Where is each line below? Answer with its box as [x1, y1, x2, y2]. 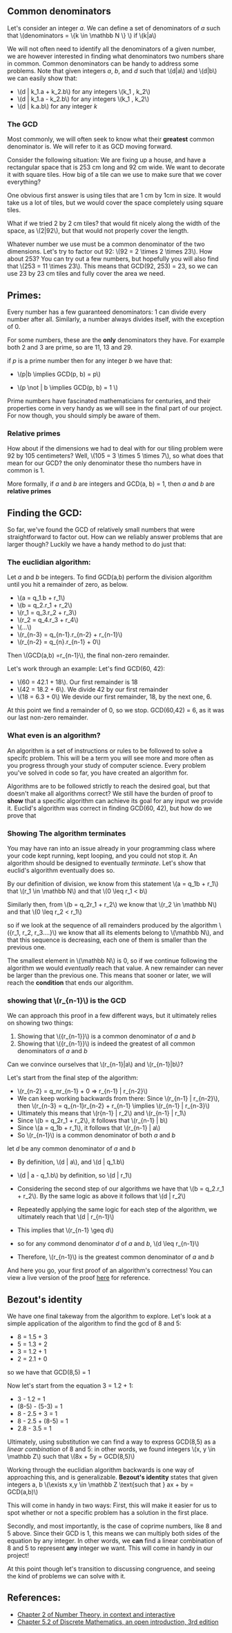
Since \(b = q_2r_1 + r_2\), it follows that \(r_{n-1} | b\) [17, 1116, 168, 1125]
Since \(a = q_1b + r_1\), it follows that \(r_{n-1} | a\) [17, 1124, 161, 1132]
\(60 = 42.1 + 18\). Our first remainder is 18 [17, 678, 138, 686]
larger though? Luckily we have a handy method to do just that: [7, 540, 186, 549]
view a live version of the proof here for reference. [7, 1274, 151, 1282]
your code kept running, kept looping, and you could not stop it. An [7, 851, 198, 860]
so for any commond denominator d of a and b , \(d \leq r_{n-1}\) [17, 1240, 200, 1248]
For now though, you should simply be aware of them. [7, 411, 161, 419]
